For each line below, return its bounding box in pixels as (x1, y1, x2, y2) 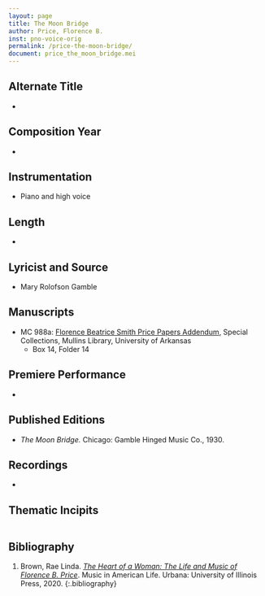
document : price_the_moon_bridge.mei (8, 50, 137, 58)
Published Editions (8, 413, 106, 427)
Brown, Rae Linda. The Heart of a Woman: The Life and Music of (20, 561, 237, 571)
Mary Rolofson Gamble (20, 282, 98, 292)
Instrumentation (8, 170, 93, 184)
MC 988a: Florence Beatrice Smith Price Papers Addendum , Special (20, 327, 248, 337)
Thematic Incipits (8, 503, 99, 517)
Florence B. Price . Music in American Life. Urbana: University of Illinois (20, 570, 258, 580)
